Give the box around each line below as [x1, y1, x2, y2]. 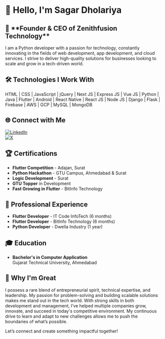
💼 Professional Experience [5, 200, 88, 209]
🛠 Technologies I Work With [5, 76, 94, 84]
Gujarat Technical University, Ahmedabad [12, 259, 97, 266]
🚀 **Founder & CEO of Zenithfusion [5, 24, 118, 33]
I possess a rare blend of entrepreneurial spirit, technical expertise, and [5, 287, 151, 293]
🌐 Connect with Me [5, 116, 66, 125]
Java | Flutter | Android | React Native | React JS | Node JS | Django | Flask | [5, 96, 161, 102]
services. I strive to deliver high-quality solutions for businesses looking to [5, 55, 157, 61]
